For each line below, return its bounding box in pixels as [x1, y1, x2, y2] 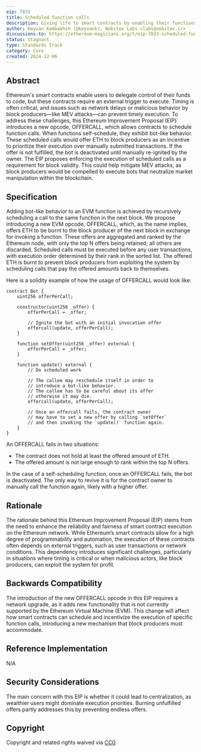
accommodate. [6, 626, 44, 633]
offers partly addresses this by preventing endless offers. [6, 706, 148, 713]
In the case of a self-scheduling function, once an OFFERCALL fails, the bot [6, 471, 193, 478]
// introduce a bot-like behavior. [28, 383, 117, 389]
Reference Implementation [6, 643, 108, 654]
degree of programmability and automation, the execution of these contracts [6, 535, 195, 543]
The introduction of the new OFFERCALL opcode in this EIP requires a [6, 594, 178, 601]
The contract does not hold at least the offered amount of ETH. [14, 453, 170, 460]
